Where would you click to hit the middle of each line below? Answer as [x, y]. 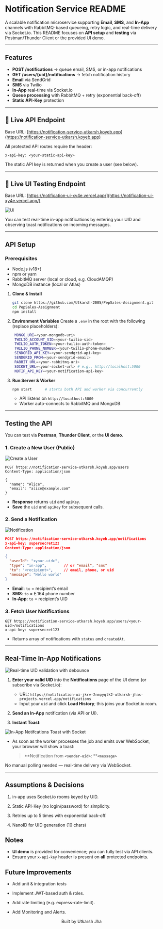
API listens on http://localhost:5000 [56, 398]
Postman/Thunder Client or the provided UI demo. [55, 38]
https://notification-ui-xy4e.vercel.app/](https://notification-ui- [91, 196]
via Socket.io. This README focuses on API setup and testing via [71, 33]
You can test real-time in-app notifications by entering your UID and [73, 220]
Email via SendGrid [31, 80]
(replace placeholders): [35, 326]
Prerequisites [21, 258]
